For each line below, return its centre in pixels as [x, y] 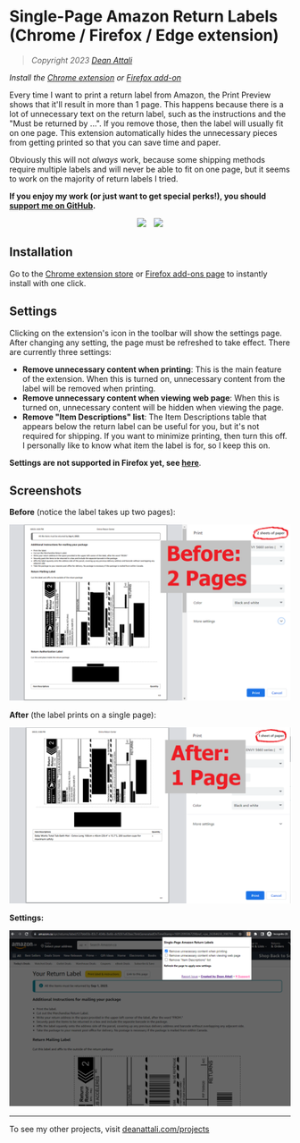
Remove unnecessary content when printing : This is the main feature [152, 369]
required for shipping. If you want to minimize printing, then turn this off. [154, 436]
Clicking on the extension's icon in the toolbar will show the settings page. [146, 333]
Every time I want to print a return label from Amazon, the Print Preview [140, 95]
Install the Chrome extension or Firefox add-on [95, 77]
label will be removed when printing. [89, 388]
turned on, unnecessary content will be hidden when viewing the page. [153, 407]
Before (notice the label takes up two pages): [92, 512]
